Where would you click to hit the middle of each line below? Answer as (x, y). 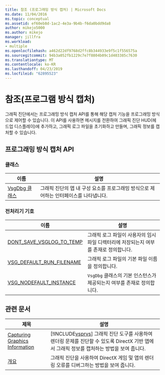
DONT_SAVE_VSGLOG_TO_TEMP (45, 242)
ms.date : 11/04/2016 (26, 14)
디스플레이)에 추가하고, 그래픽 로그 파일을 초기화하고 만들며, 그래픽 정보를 (84, 126)
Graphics (18, 341)
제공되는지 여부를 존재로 (114, 283)
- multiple (16, 46)
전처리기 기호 (20, 211)
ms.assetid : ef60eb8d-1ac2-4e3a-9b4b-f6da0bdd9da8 (58, 23)
